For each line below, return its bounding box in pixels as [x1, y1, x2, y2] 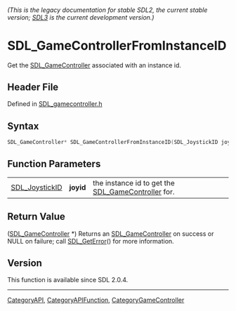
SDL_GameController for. [92, 187, 175, 197]
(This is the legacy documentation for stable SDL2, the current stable [7, 6, 208, 14]
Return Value [7, 211, 65, 223]
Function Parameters [7, 158, 101, 170]
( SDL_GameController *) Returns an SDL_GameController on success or [7, 229, 214, 238]
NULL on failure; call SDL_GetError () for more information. [7, 237, 174, 245]
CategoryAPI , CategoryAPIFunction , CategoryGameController [7, 296, 185, 305]
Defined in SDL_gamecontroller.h [7, 100, 103, 108]
